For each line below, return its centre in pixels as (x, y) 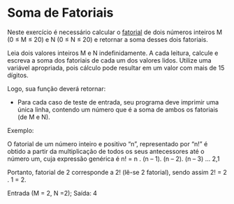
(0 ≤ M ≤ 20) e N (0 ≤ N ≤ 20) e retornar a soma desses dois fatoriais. (108, 39)
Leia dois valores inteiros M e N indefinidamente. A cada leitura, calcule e (113, 53)
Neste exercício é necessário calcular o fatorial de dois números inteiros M (115, 32)
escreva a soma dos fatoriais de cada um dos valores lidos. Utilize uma (109, 60)
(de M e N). (34, 117)
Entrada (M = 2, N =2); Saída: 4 (52, 193)
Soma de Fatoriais (60, 13)
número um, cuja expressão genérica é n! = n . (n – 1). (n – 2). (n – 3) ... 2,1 (114, 159)
